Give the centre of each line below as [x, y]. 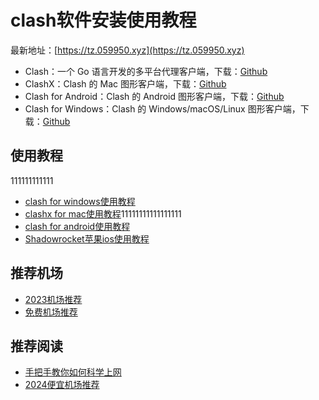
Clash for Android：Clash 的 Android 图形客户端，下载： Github [154, 96]
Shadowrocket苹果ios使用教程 [87, 238]
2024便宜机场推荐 [62, 385]
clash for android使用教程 [77, 226]
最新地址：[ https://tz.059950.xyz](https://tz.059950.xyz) [127, 50]
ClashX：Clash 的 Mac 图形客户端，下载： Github [125, 83]
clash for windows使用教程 [80, 201]
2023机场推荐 [53, 299]
